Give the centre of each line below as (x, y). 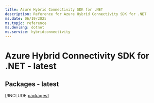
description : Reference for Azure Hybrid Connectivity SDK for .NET (76, 14)
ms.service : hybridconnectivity (38, 32)
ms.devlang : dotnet (25, 28)
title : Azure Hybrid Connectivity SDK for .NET (54, 9)
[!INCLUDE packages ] (27, 96)
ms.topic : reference (26, 23)
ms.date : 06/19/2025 (26, 18)
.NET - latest (31, 66)
